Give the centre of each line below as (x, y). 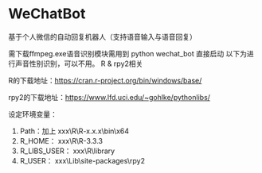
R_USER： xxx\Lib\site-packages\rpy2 (82, 160)
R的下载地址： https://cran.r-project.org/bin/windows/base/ (105, 80)
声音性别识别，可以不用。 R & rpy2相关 (79, 63)
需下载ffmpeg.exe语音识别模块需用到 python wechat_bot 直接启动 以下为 (127, 53)
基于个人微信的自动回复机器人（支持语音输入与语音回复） (102, 37)
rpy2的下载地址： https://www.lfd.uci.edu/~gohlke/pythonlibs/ (109, 97)
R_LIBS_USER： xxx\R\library (67, 151)
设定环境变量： (33, 114)
